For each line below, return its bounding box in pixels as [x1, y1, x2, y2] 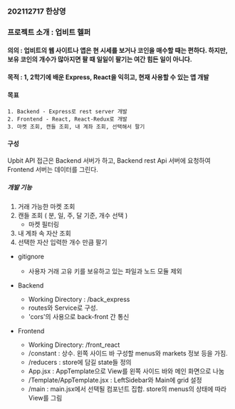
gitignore [17, 252, 45, 261]
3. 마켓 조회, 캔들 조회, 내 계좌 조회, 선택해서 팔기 [7, 123, 145, 131]
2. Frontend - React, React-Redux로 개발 [7, 116, 128, 123]
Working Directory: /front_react [28, 340, 120, 349]
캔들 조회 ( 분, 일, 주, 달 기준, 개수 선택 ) [17, 211, 128, 220]
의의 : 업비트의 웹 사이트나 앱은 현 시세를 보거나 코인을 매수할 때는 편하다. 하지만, [7, 46, 228, 55]
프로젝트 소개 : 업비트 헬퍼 [7, 27, 91, 37]
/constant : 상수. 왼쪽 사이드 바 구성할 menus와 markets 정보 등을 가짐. [28, 349, 228, 358]
